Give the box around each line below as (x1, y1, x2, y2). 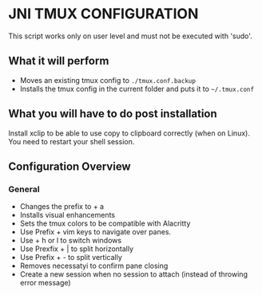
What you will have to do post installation (8, 107, 217, 120)
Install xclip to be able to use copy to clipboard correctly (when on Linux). (8, 128, 250, 138)
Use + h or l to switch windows (19, 236, 122, 246)
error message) (19, 278, 71, 288)
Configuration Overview (8, 159, 131, 173)
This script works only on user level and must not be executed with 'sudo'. (8, 31, 253, 41)
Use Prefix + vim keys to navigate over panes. (19, 227, 172, 237)
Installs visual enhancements (19, 210, 116, 220)
